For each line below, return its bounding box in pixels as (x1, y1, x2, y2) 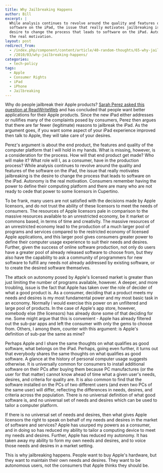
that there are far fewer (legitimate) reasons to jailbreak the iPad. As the (5, 122, 148, 128)
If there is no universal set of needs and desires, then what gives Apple (5, 412, 147, 418)
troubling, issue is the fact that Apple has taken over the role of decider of (5, 285, 153, 290)
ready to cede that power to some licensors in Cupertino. (5, 188, 119, 194)
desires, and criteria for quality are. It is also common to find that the (5, 377, 142, 383)
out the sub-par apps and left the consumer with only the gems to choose (5, 321, 153, 327)
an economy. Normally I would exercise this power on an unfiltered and (5, 300, 147, 306)
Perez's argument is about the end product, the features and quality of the (5, 142, 154, 148)
